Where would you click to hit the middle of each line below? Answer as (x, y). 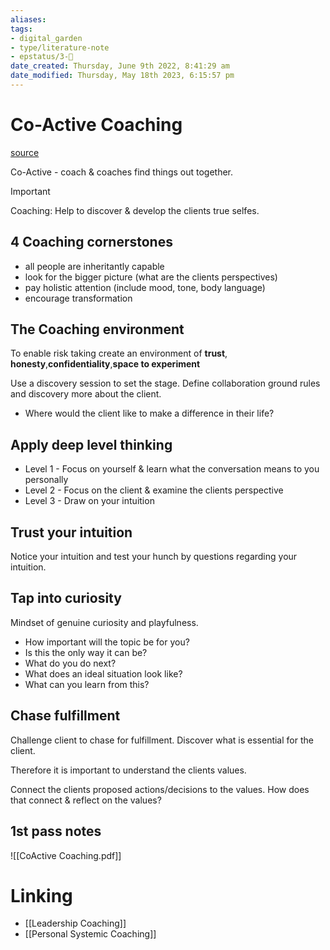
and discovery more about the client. (86, 394)
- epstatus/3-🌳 (42, 57)
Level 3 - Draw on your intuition (89, 501)
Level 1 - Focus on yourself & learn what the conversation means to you (172, 469)
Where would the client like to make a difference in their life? (149, 413)
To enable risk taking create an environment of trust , (119, 353)
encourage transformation (78, 298)
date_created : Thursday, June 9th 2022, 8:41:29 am (120, 66)
